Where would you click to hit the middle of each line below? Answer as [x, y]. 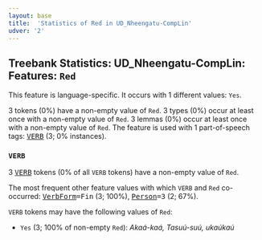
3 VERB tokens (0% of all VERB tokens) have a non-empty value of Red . [124, 173]
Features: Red [42, 76]
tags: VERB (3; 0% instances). [57, 136]
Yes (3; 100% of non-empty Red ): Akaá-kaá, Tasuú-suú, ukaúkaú [127, 228]
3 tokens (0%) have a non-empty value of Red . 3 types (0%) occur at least [131, 111]
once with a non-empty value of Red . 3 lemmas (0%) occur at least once [128, 119]
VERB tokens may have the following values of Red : [90, 212]
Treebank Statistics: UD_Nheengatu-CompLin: [127, 63]
